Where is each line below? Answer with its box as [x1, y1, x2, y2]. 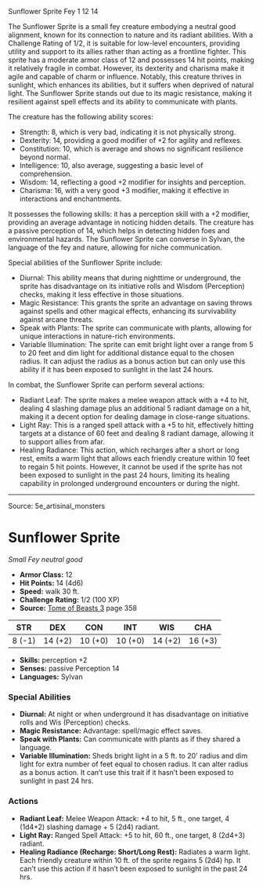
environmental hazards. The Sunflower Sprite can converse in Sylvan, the [8, 235, 245, 243]
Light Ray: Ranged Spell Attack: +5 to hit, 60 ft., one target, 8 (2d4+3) [19, 830, 246, 839]
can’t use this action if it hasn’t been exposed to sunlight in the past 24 [19, 864, 248, 873]
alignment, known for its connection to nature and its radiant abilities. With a [8, 31, 254, 39]
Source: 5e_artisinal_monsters [8, 502, 106, 510]
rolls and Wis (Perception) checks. [19, 718, 131, 727]
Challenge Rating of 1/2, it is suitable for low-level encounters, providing [8, 38, 240, 48]
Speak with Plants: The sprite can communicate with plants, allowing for [19, 323, 252, 332]
